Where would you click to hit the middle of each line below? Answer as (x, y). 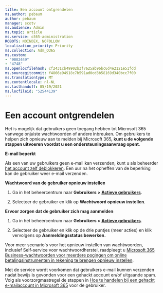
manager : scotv (20, 23)
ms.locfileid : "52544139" (31, 91)
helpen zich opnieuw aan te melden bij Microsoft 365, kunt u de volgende (79, 139)
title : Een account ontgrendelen (39, 10)
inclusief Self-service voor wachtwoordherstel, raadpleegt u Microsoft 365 (80, 250)
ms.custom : (16, 55)
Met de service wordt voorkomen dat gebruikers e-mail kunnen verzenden (80, 270)
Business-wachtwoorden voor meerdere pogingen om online (66, 255)
